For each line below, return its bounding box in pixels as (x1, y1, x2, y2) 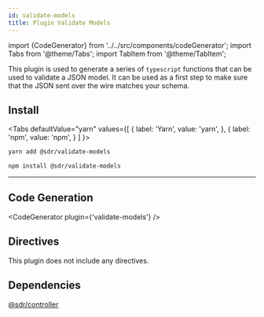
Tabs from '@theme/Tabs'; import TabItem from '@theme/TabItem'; (8, 49, 226, 58)
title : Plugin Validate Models (8, 19, 111, 27)
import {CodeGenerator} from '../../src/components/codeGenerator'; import (8, 40, 251, 50)
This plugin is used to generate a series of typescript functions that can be (8, 64, 252, 73)
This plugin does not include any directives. (8, 256, 149, 265)
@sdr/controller (8, 300, 59, 309)
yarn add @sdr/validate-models (8, 148, 111, 156)
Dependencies (8, 278, 81, 292)
